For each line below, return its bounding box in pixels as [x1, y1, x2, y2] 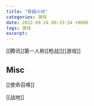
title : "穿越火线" [6, 8, 48, 15]
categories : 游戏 [6, 14, 47, 20]
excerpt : [6, 31, 28, 37]
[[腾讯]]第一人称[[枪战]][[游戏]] [6, 48, 81, 55]
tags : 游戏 [6, 25, 31, 31]
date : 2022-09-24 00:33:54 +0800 [6, 19, 89, 25]
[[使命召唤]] [6, 81, 35, 88]
